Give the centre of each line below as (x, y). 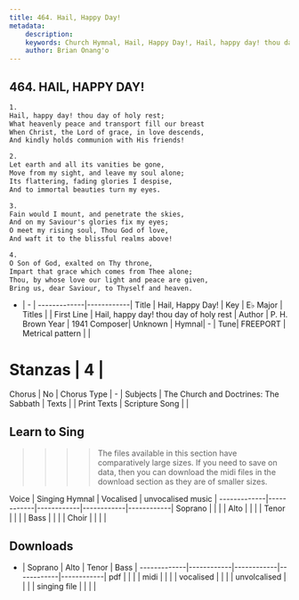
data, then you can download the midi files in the (187, 473)
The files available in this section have (167, 453)
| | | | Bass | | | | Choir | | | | (58, 518)
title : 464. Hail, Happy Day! (65, 17)
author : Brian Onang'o (67, 51)
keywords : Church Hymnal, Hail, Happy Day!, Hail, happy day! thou (153, 42)
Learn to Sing (47, 432)
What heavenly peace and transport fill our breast (107, 124)
